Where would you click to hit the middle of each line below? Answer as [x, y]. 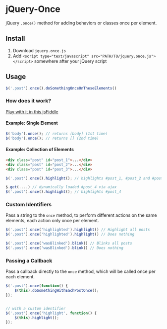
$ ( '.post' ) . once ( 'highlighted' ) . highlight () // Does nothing [70, 235]
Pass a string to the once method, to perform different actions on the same [81, 215]
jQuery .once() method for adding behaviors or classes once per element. [81, 23]
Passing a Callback [29, 260]
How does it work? [28, 101]
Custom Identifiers [29, 205]
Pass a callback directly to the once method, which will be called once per [81, 271]
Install [15, 39]
